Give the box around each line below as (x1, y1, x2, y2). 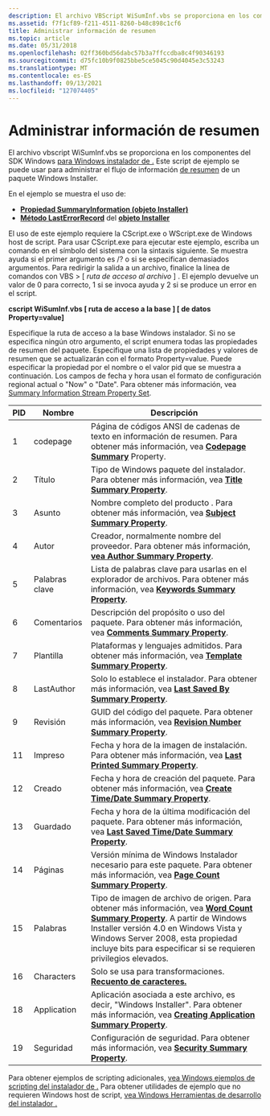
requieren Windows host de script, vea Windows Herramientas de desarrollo (8, 1090, 262, 1100)
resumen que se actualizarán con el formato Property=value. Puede (8, 354, 232, 364)
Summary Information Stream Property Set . (8, 388, 152, 398)
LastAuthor (33, 683, 76, 694)
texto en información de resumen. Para (91, 431, 238, 443)
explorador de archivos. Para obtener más (91, 574, 249, 585)
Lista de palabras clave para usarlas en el (91, 564, 247, 575)
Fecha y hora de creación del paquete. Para (91, 773, 256, 784)
